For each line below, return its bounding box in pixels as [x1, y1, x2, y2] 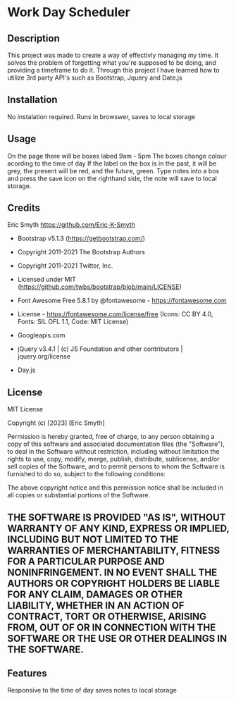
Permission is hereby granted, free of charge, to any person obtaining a [7, 433, 215, 441]
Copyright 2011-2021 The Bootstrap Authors [17, 248, 146, 256]
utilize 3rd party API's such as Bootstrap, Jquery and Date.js [7, 73, 182, 82]
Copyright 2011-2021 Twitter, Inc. [17, 261, 113, 270]
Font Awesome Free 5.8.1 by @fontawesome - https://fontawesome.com [17, 297, 227, 305]
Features [7, 667, 47, 680]
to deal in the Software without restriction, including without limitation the [7, 447, 220, 456]
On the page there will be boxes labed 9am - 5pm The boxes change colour [7, 151, 227, 160]
